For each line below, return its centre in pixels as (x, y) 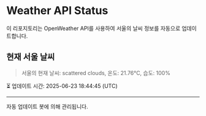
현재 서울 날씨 (31, 57)
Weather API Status (57, 11)
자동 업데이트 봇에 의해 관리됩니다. (47, 106)
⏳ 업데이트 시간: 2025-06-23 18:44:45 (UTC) (62, 85)
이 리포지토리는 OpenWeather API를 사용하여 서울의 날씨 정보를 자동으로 (93, 28)
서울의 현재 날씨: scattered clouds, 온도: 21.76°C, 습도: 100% (96, 73)
